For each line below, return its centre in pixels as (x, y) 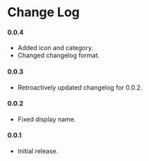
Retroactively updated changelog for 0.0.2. (80, 87)
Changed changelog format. (59, 55)
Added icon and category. (55, 48)
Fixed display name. (47, 119)
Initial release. (38, 151)
